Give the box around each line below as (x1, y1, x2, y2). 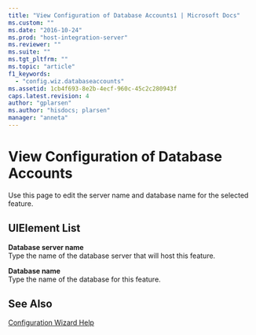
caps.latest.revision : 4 (8, 92, 90, 100)
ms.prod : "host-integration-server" (8, 33, 128, 42)
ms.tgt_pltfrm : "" (8, 56, 68, 64)
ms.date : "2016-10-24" (8, 26, 82, 34)
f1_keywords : (8, 70, 51, 78)
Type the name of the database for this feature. (8, 274, 161, 284)
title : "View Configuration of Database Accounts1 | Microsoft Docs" (8, 11, 241, 20)
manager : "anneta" (8, 114, 68, 122)
